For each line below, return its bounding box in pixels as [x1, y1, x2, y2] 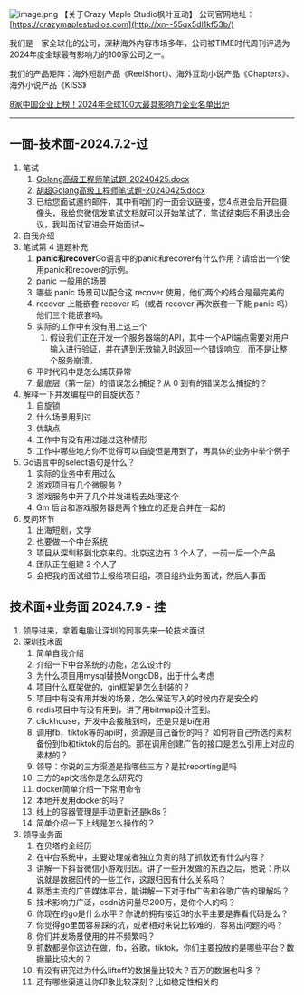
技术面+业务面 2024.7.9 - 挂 [9, 599, 166, 614]
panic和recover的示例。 [43, 264, 134, 275]
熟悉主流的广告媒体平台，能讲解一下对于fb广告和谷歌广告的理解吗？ [35, 885, 290, 896]
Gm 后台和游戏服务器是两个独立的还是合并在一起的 [35, 502, 226, 513]
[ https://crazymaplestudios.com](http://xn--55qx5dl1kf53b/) [9, 19, 234, 30]
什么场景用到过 [35, 411, 92, 422]
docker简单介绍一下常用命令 [35, 783, 142, 794]
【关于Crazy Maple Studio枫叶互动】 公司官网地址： [60, 9, 255, 19]
